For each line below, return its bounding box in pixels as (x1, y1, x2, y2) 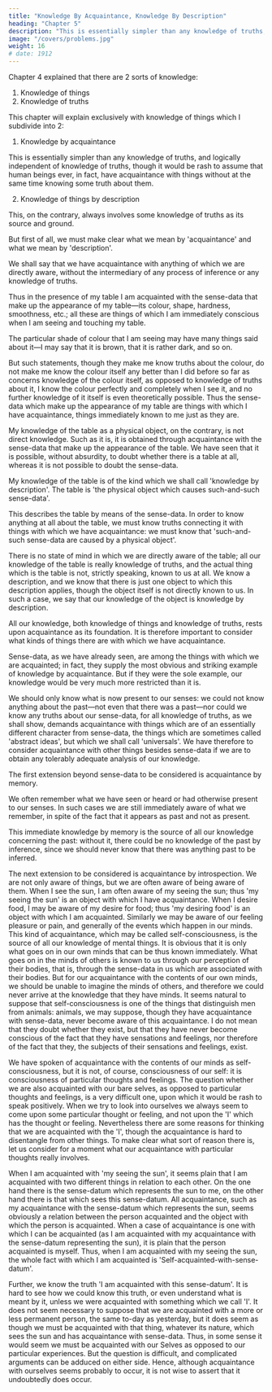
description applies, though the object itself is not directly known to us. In (8, 585, 254, 595)
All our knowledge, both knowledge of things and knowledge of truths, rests (8, 619, 263, 628)
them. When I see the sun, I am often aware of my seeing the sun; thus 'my (8, 886, 259, 895)
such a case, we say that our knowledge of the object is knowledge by (8, 594, 244, 603)
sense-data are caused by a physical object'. (26, 535, 177, 545)
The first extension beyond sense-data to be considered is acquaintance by (8, 770, 262, 779)
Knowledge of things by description (19, 195, 140, 204)
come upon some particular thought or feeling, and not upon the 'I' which (8, 1110, 254, 1119)
